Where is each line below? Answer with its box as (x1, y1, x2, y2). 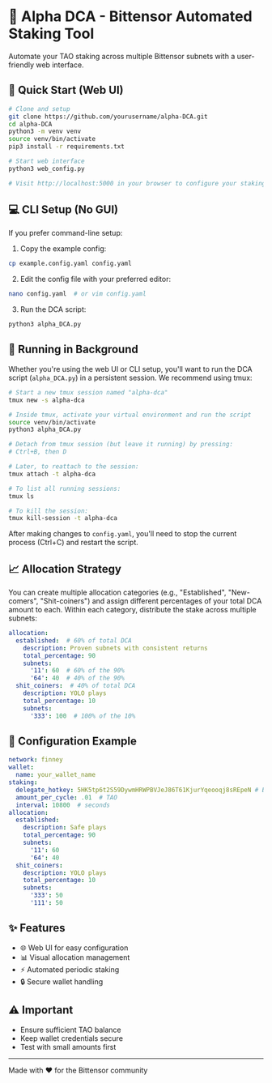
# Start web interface (8, 157, 85, 165)
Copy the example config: (19, 244, 107, 254)
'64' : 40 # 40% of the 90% (29, 674, 125, 683)
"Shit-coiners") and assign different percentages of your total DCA (40, 596, 262, 606)
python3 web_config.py (8, 164, 85, 173)
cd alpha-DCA (8, 120, 53, 128)
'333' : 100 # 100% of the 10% (29, 712, 136, 720)
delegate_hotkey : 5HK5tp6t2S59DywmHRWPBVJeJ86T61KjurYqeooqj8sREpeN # (15, 786, 259, 794)
